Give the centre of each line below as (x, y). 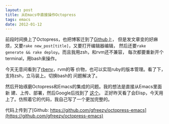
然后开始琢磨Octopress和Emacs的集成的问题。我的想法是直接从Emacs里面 (83, 87)
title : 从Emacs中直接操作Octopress (41, 15)
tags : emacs (18, 19)
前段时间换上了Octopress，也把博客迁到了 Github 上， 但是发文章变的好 (79, 39)
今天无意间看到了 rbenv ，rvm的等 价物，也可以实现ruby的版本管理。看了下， (86, 69)
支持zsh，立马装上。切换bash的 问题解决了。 (53, 76)
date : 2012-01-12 (24, 24)
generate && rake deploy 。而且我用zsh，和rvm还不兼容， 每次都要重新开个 (84, 52)
